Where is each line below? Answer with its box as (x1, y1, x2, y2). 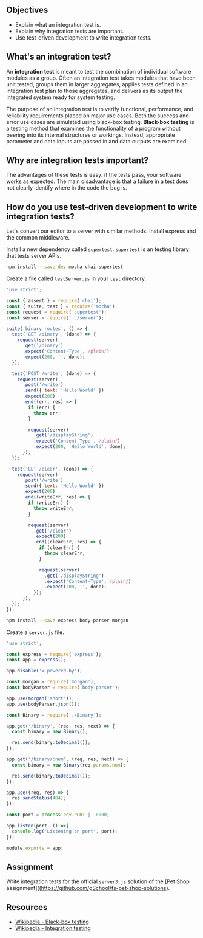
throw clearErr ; (44, 550, 85, 556)
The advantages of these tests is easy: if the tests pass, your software (6, 171, 182, 179)
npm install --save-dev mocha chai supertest (6, 264, 123, 270)
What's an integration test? (6, 52, 111, 62)
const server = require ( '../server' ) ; (6, 314, 104, 321)
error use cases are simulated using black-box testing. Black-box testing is (6, 118, 195, 125)
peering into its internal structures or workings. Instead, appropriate (6, 131, 176, 139)
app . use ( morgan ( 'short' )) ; (6, 695, 75, 702)
